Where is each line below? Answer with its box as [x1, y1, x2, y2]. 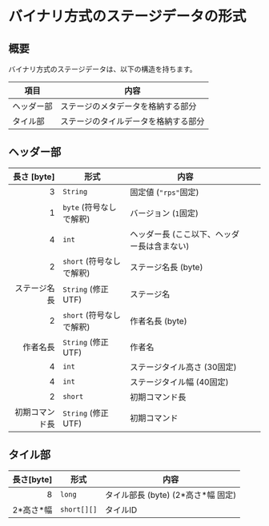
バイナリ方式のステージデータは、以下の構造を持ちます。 [8, 65, 198, 74]
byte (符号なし [62, 201, 117, 213]
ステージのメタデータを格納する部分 [60, 101, 197, 112]
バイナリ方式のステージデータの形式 [8, 7, 247, 26]
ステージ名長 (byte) [130, 261, 203, 273]
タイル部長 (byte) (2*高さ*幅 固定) [105, 489, 237, 500]
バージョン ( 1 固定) [130, 207, 199, 218]
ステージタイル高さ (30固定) [130, 361, 237, 373]
